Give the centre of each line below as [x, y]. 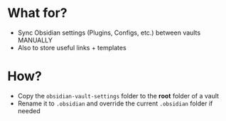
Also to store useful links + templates [72, 47]
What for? [37, 13]
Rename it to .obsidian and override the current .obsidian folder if [115, 103]
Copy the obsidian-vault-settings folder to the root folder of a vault [118, 96]
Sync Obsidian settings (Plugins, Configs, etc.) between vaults [109, 33]
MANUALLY [35, 40]
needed [29, 110]
